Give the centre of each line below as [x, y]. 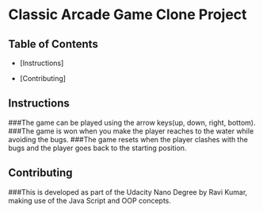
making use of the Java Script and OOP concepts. [90, 200]
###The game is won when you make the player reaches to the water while [131, 131]
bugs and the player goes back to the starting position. [97, 148]
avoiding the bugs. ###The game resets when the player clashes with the [128, 139]
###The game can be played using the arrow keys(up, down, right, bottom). [132, 122]
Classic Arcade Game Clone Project [128, 15]
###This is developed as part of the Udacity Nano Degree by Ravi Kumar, [128, 192]
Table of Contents [53, 44]
